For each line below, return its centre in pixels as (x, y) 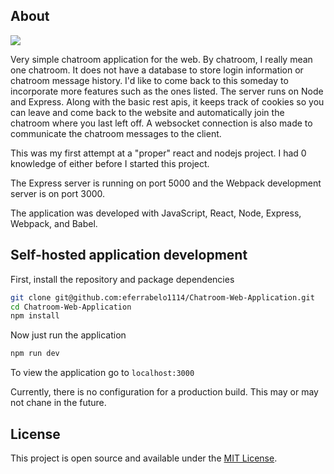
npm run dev (35, 354)
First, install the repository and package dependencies (122, 279)
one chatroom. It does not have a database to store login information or (157, 70)
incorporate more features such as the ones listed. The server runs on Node (167, 91)
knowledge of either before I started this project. (110, 163)
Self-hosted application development (129, 255)
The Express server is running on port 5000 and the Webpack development (166, 183)
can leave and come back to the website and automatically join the (147, 112)
